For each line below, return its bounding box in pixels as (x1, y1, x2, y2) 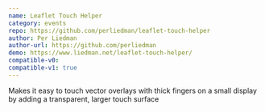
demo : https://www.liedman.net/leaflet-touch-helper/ (8, 49, 193, 57)
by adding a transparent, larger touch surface (8, 94, 159, 104)
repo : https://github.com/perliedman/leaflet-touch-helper (8, 26, 211, 34)
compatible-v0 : (8, 57, 60, 65)
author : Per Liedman (8, 34, 78, 42)
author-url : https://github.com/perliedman (8, 42, 157, 50)
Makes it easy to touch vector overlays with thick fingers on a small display (8, 86, 258, 95)
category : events (8, 19, 67, 27)
